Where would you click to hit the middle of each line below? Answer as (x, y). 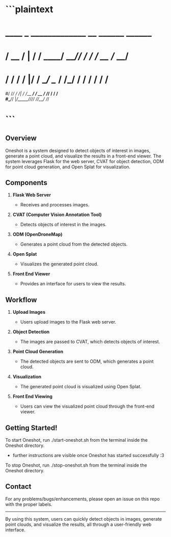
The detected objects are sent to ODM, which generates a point (87, 361)
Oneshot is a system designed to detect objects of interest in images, (78, 150)
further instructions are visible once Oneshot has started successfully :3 (88, 455)
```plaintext (29, 9)
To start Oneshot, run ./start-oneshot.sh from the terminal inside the (77, 440)
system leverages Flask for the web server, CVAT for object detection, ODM (84, 161)
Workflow (21, 300)
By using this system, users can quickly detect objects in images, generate (83, 519)
